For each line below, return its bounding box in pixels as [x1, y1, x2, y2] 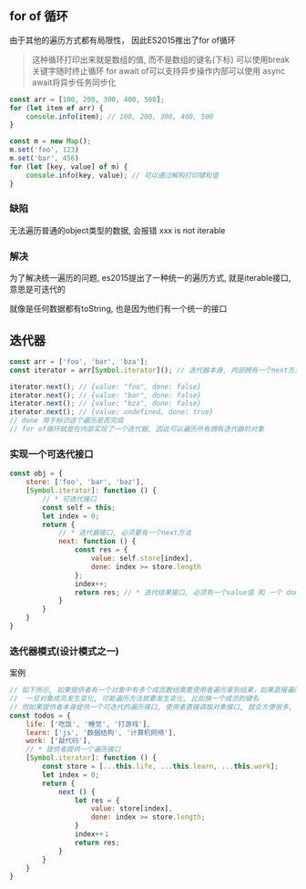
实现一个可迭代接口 [9, 448, 94, 460]
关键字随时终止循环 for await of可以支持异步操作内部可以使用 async [31, 65, 286, 76]
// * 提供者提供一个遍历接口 [25, 745, 121, 754]
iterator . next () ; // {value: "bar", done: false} [9, 390, 202, 399]
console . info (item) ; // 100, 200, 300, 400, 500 [25, 112, 214, 121]
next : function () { [57, 537, 137, 546]
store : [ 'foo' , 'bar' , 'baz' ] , [25, 478, 145, 487]
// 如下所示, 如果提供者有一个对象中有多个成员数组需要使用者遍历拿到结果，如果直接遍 [9, 686, 294, 695]
